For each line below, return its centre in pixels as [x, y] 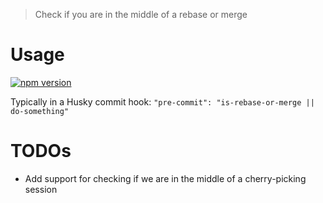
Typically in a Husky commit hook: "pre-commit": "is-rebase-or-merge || [162, 101]
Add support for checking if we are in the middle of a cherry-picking [165, 178]
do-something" [40, 111]
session [41, 189]
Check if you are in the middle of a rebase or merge [141, 14]
